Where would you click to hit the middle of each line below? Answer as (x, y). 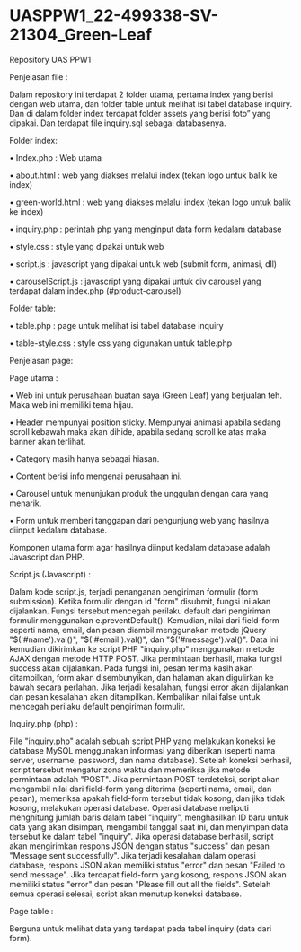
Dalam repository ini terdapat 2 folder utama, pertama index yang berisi (142, 94)
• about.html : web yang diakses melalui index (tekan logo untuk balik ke (143, 175)
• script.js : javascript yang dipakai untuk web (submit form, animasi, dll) (143, 264)
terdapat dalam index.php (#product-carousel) (95, 291)
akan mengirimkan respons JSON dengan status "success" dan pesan (139, 846)
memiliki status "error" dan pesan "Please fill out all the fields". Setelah (140, 884)
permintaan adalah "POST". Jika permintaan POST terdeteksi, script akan (145, 779)
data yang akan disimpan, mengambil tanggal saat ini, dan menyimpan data (149, 826)
